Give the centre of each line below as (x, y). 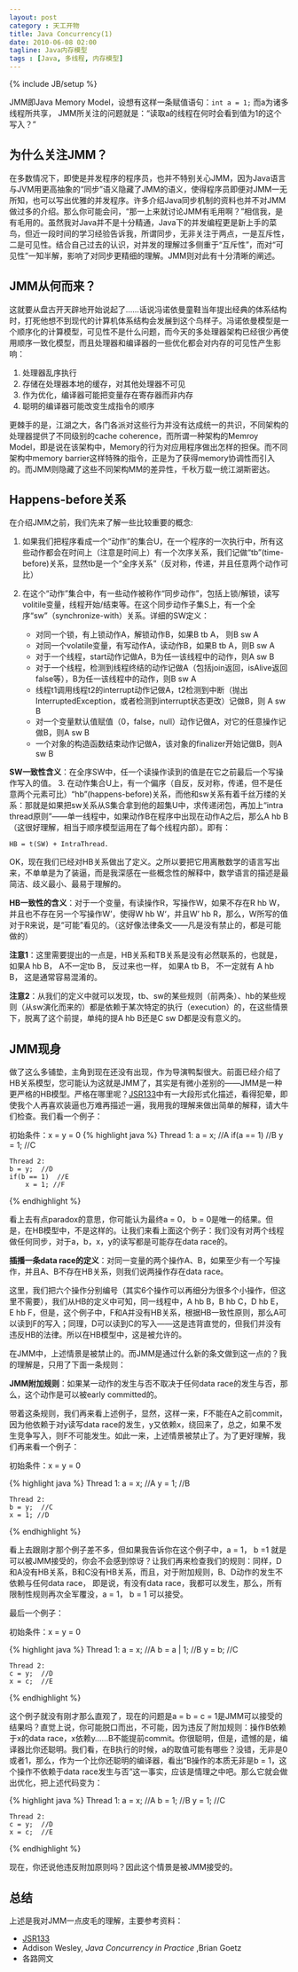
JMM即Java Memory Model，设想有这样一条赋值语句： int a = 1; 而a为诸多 (149, 102)
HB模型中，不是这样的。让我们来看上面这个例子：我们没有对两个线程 (158, 1230)
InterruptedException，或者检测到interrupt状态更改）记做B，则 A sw (161, 701)
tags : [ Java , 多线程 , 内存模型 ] (67, 59)
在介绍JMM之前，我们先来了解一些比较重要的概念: (101, 522)
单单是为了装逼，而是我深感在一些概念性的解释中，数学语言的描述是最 (161, 873)
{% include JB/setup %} (53, 84)
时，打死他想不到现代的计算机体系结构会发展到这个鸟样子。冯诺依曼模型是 (145, 320)
